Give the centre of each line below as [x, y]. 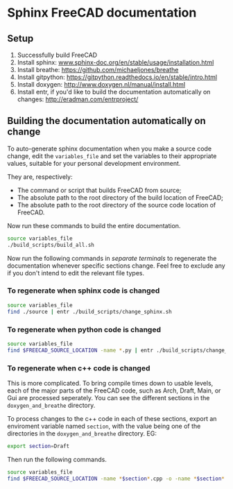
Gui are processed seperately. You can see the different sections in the [109, 397]
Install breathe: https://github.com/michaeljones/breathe [98, 70]
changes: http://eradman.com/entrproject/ [78, 99]
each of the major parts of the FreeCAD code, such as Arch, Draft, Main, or [114, 391]
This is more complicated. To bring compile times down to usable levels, [110, 383]
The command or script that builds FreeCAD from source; [99, 190]
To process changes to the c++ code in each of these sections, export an [112, 418]
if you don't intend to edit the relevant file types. [76, 273]
